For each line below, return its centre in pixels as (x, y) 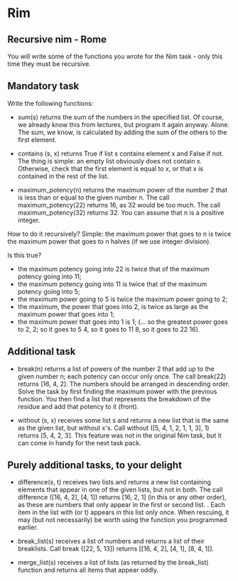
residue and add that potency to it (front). (78, 406)
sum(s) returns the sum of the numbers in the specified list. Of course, (121, 117)
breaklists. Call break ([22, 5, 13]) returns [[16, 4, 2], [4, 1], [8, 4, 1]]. (116, 549)
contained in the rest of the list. (63, 176)
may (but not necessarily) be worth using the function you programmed (122, 520)
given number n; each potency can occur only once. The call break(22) (122, 376)
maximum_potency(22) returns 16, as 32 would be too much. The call (119, 205)
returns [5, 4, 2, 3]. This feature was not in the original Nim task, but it (119, 435)
